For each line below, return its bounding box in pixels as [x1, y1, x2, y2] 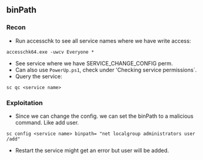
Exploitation [6, 98, 43, 107]
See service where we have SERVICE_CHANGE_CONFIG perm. [15, 59, 173, 67]
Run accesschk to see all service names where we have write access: [15, 37, 191, 45]
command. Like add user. [15, 118, 79, 126]
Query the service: [15, 73, 62, 80]
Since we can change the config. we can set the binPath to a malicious [15, 112, 194, 120]
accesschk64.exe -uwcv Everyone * [6, 49, 95, 55]
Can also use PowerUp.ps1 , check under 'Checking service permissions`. [15, 66, 197, 73]
